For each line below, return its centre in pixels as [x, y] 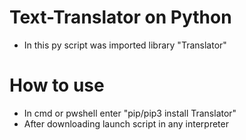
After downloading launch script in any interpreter [126, 123]
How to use [57, 85]
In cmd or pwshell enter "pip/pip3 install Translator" [130, 113]
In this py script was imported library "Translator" [125, 45]
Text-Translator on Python [120, 17]
